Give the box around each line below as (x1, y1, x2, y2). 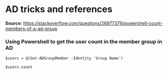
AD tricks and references (5, 4, 113, 15)
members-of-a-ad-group (5, 25, 58, 31)
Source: (5, 20, 23, 26)
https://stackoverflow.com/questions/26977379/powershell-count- (23, 20, 163, 26)
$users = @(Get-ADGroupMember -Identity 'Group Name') (5, 56, 123, 61)
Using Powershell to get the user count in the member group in (5, 38, 162, 45)
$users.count (5, 64, 33, 70)
